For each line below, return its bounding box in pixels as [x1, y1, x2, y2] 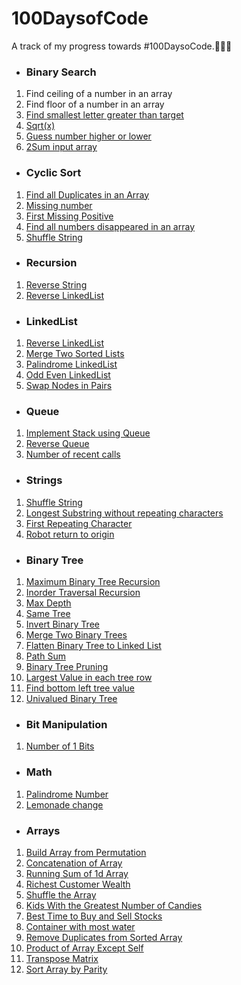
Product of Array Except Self [25, 942, 144, 954]
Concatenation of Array [25, 857, 123, 869]
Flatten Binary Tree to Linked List [25, 640, 162, 652]
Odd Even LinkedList [25, 369, 111, 381]
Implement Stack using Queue [25, 427, 151, 439]
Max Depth [25, 597, 72, 609]
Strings [25, 473, 63, 487]
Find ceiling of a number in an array [25, 88, 173, 100]
